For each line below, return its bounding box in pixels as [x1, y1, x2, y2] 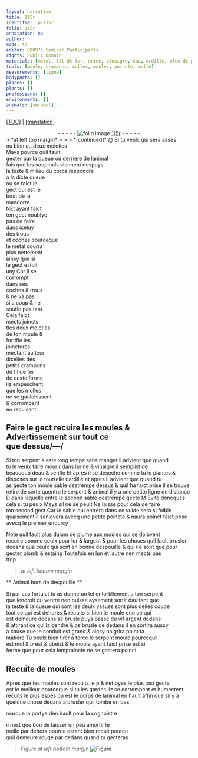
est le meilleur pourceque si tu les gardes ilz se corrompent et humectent [6, 686, 184, 693]
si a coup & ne [6, 299, 41, 306]
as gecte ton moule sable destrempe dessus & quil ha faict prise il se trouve [6, 482, 190, 489]
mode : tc [6, 42, 28, 48]
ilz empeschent [6, 380, 44, 387]
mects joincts [6, 318, 39, 325]
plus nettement [6, 249, 43, 256]
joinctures [6, 343, 31, 350]
